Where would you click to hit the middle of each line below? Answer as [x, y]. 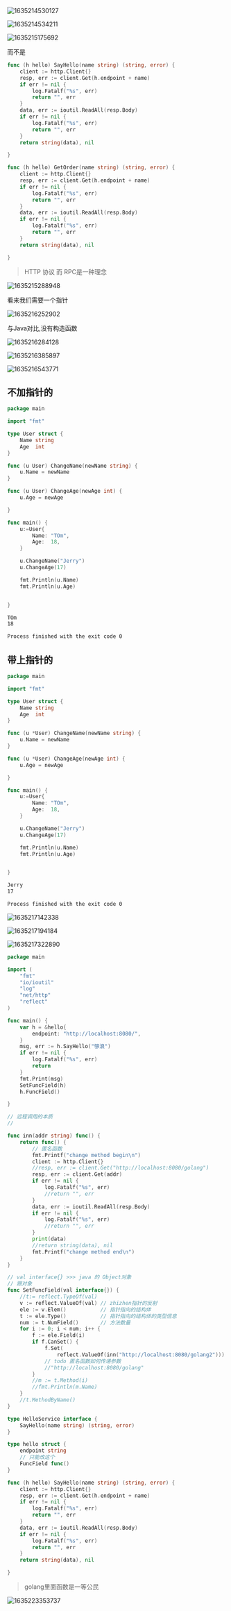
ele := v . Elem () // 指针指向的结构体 [85, 1309]
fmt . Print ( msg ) [42, 1079]
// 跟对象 [20, 1284]
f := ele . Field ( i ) [59, 1335]
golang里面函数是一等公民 [61, 1587]
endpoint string [43, 1451]
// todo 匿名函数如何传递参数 [83, 1361]
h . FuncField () [40, 1092]
